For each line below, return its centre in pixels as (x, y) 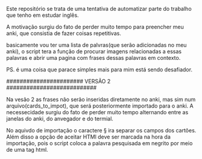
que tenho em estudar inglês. (43, 15)
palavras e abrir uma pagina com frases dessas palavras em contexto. (93, 58)
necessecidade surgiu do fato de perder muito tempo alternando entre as (97, 112)
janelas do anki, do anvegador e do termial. (60, 118)
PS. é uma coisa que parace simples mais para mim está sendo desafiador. (99, 70)
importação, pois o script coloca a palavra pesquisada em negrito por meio (99, 143)
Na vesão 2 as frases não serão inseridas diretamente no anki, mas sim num (101, 99)
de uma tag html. (27, 150)
